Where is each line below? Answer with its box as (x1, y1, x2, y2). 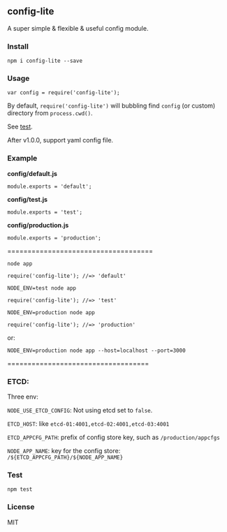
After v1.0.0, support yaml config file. (7, 136, 114, 145)
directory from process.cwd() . (7, 109, 93, 117)
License (7, 502, 35, 512)
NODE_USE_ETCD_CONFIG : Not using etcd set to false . (7, 406, 153, 414)
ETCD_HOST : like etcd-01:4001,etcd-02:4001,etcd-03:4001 (7, 420, 170, 428)
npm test (7, 486, 33, 493)
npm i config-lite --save (7, 57, 82, 65)
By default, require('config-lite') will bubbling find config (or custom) (7, 101, 216, 110)
